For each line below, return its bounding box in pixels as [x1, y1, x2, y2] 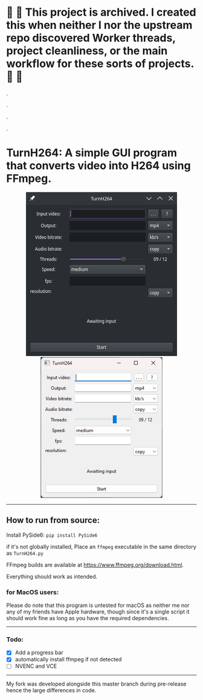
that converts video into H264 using [6, 159, 192, 173]
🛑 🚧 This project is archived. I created [6, 5, 196, 19]
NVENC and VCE [14, 663, 57, 670]
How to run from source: [6, 515, 100, 525]
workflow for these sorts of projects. [6, 57, 195, 71]
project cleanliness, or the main [6, 44, 168, 58]
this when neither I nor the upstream [6, 18, 193, 32]
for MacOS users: [6, 588, 59, 596]
